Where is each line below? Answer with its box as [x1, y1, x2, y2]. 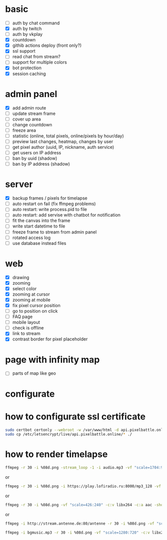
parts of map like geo [12, 370, 56, 376]
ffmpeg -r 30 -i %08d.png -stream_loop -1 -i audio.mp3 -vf [5, 465, 133, 470]
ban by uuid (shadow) [12, 155, 58, 161]
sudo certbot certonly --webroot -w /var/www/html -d [5, 427, 119, 432]
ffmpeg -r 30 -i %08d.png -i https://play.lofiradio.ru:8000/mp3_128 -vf [5, 484, 162, 489]
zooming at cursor [12, 291, 50, 297]
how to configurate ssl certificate [5, 411, 146, 422]
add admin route [12, 105, 46, 110]
